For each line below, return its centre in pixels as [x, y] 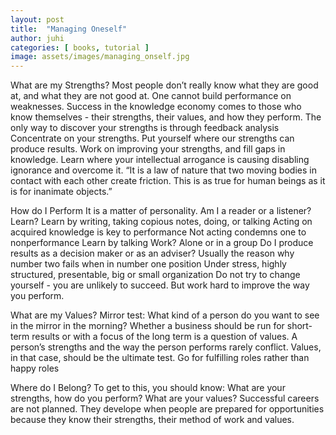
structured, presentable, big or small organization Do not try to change [155, 275]
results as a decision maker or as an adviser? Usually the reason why [152, 253]
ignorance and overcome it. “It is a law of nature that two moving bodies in [163, 170]
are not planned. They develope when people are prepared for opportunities [167, 409]
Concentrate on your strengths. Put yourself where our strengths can [152, 138]
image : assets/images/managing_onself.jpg [100, 57]
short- [299, 326]
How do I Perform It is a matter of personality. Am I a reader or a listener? [161, 211]
